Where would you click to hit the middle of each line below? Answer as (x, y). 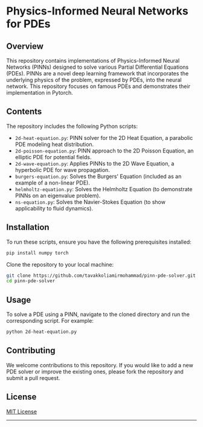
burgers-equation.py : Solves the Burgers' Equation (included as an (98, 176)
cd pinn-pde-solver (31, 281)
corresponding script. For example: (50, 321)
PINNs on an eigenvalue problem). (58, 195)
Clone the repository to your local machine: (60, 264)
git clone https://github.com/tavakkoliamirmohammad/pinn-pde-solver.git (101, 276)
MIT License (22, 411)
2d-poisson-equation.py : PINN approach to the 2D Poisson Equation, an (104, 150)
